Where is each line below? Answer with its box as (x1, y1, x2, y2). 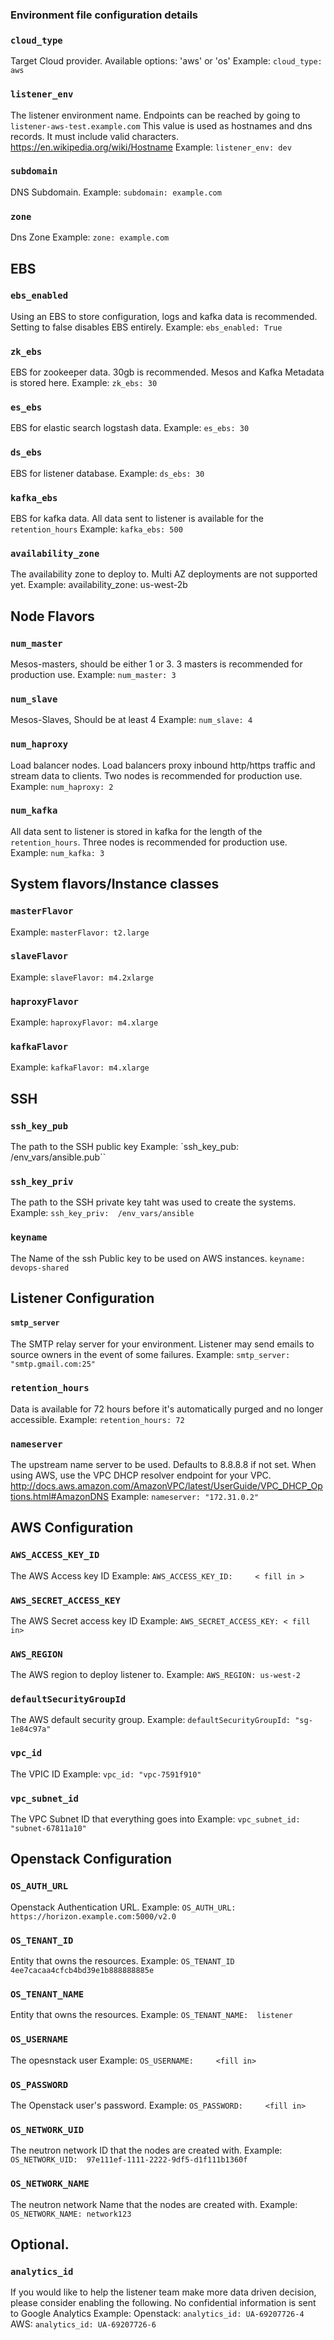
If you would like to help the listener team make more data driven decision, (10, 2286, 317, 2298)
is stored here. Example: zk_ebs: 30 (10, 377, 158, 389)
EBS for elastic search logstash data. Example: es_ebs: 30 (10, 422, 250, 434)
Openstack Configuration (10, 1851, 173, 1868)
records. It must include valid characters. (10, 130, 180, 142)
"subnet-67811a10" (10, 1824, 87, 1834)
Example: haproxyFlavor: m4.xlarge (10, 1016, 159, 1028)
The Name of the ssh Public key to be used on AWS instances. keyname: (10, 1252, 306, 1264)
